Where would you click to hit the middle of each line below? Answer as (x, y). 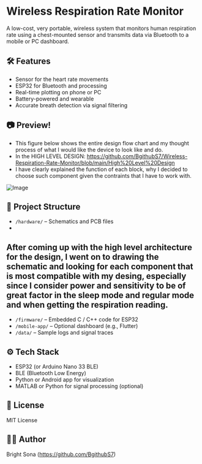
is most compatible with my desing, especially (96, 276)
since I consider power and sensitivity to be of (96, 285)
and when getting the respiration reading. (87, 305)
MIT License (22, 420)
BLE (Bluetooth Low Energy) (51, 373)
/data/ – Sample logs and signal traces (64, 333)
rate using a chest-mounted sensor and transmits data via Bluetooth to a (98, 34)
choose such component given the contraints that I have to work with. (103, 175)
